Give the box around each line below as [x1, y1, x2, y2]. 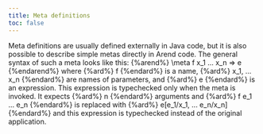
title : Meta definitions [8, 11, 91, 20]
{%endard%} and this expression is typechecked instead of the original [8, 108, 242, 117]
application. [8, 117, 47, 126]
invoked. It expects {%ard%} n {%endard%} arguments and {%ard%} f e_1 [8, 91, 253, 101]
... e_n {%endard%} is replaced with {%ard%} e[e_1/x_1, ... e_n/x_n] [8, 100, 228, 109]
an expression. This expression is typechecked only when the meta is [8, 82, 236, 92]
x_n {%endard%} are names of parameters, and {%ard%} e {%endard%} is [8, 75, 256, 84]
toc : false [8, 19, 44, 27]
